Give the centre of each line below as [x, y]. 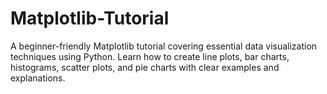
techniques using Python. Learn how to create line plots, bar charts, [150, 56]
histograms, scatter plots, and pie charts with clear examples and [145, 67]
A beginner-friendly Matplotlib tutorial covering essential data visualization [164, 46]
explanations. [38, 78]
